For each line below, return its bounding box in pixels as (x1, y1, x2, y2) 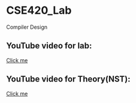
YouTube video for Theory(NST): (6, 74, 131, 84)
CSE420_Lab (6, 4, 72, 17)
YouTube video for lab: (6, 41, 92, 51)
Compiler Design (6, 23, 48, 31)
